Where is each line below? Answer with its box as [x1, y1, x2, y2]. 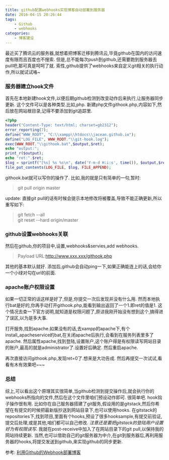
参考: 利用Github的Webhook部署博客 [5, 449, 81, 455]
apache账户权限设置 [5, 284, 55, 291]
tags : [5, 17, 17, 22]
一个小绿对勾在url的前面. [5, 270, 56, 276]
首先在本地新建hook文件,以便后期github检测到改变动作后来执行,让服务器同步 [5, 95, 163, 101]
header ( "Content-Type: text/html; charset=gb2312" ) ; [5, 123, 118, 128]
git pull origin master [17, 185, 60, 191]
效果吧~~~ [22, 362, 45, 368]
